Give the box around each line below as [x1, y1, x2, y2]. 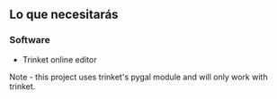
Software [9, 34, 51, 46]
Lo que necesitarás [9, 7, 119, 22]
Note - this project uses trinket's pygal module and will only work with [9, 71, 268, 82]
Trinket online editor [22, 54, 97, 65]
